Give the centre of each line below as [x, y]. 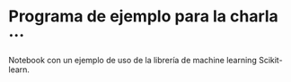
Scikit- [271, 60]
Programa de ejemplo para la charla [144, 16]
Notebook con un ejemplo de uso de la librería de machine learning [132, 60]
